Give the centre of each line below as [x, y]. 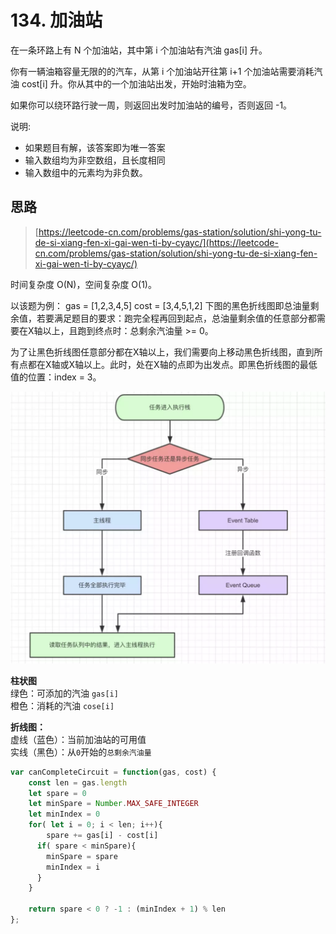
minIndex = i [73, 867]
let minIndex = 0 [64, 814]
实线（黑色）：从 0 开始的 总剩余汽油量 [81, 752]
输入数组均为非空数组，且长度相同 [95, 160]
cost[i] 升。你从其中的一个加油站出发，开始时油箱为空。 [136, 83]
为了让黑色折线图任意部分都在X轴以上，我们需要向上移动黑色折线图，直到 [162, 352]
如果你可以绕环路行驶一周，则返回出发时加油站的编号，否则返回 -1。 [151, 105]
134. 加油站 [56, 20]
